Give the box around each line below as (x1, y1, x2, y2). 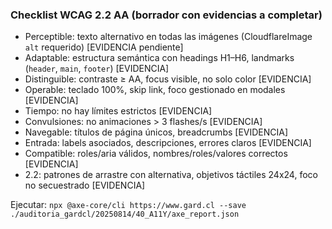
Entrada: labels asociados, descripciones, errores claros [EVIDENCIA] (24, 137, 312, 149)
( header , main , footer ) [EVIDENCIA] (24, 63, 170, 75)
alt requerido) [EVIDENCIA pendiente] (24, 41, 184, 53)
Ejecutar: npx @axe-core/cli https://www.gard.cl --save (10, 199, 247, 211)
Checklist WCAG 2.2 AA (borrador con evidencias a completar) (10, 8, 323, 22)
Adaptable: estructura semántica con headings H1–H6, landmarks (24, 52, 295, 64)
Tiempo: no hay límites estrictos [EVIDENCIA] (24, 105, 213, 117)
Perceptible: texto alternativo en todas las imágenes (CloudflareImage (24, 31, 313, 43)
